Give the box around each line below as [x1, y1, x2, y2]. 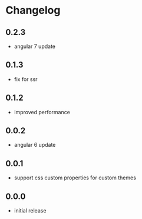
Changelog [5, 4, 61, 17]
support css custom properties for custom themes [14, 174, 137, 181]
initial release [14, 207, 47, 214]
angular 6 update [14, 141, 56, 149]
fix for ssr [14, 75, 38, 83]
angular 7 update [14, 43, 56, 50]
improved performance [14, 108, 70, 115]
